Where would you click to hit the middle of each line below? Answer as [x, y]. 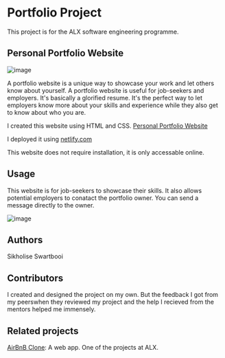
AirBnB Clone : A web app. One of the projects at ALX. [83, 347]
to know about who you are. [47, 112]
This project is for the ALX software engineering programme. [93, 32]
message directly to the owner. [51, 205]
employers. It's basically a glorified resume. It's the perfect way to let [105, 98]
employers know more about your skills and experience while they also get [113, 105]
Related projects [43, 331]
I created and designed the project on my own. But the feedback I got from [113, 295]
